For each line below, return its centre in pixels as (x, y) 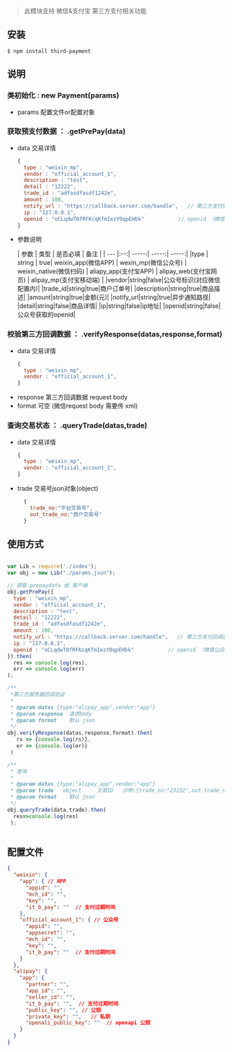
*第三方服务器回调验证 (38, 695)
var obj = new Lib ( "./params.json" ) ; (61, 573)
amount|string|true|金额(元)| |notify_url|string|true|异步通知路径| (120, 298)
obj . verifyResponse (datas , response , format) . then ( (80, 733)
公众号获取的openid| (46, 315)
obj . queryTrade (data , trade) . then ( (57, 810)
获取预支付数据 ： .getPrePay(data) (66, 131)
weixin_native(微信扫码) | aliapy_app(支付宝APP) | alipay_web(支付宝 (114, 271)
